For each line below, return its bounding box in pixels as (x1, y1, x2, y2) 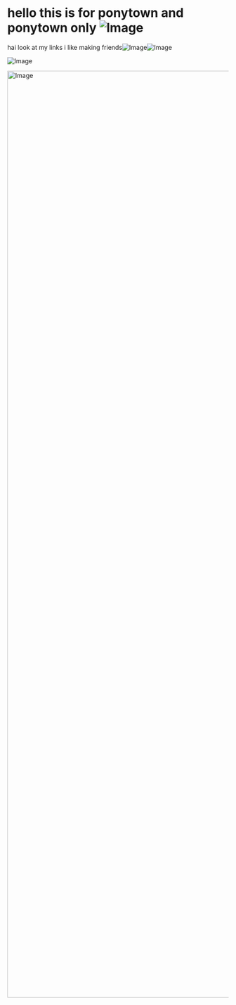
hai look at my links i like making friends (7, 43, 123, 51)
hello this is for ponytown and (7, 5, 184, 21)
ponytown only (7, 20, 97, 36)
